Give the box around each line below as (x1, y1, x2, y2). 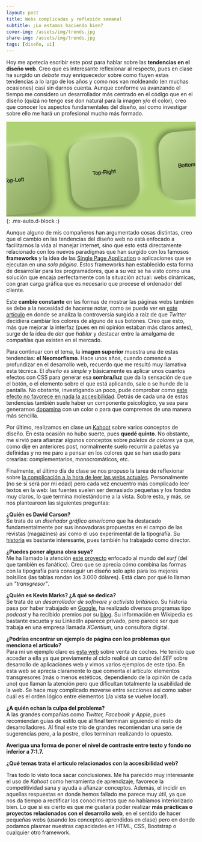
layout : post (6, 10, 39, 16)
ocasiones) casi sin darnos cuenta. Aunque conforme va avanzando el (6, 84, 181, 91)
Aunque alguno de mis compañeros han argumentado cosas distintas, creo (6, 229, 192, 236)
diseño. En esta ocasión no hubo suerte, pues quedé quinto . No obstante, (6, 430, 190, 437)
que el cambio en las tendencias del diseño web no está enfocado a (6, 235, 175, 242)
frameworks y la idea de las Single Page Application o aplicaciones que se (6, 254, 192, 262)
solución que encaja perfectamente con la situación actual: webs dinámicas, (6, 274, 195, 281)
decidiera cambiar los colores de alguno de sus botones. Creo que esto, (6, 318, 185, 324)
